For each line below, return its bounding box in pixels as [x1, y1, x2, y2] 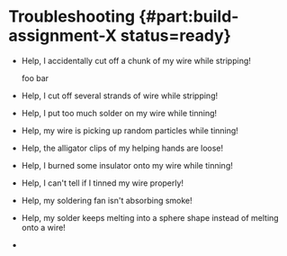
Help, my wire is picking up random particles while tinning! [21, 124, 239, 136]
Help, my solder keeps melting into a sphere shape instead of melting [21, 212, 280, 223]
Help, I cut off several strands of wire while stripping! [21, 90, 219, 101]
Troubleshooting [8, 6, 136, 27]
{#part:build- [138, 6, 239, 27]
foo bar [21, 72, 49, 83]
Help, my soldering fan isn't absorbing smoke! [21, 195, 193, 206]
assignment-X [8, 25, 118, 46]
